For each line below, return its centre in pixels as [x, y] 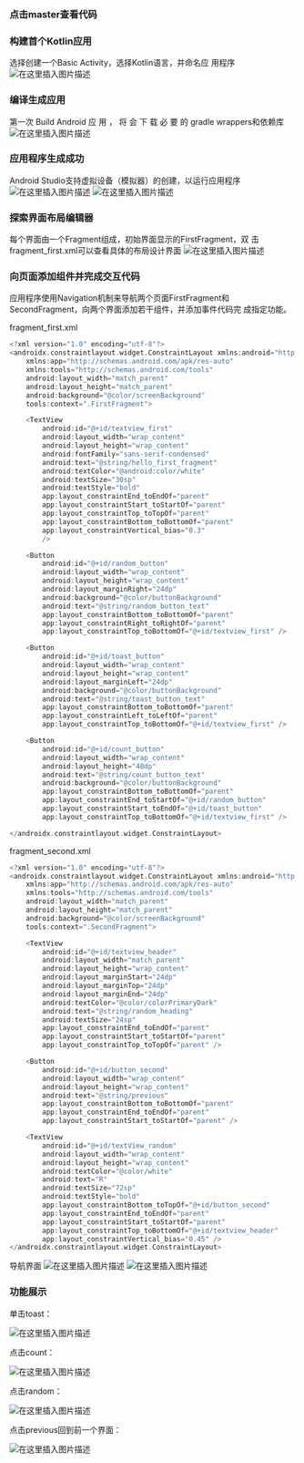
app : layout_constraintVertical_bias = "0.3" [124, 531]
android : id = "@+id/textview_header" [110, 952]
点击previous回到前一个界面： [66, 1429]
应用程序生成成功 [47, 159]
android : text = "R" [75, 1180]
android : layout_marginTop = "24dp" [106, 986]
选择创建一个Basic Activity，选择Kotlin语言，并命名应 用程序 [122, 63]
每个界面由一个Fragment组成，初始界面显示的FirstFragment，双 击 [134, 240]
